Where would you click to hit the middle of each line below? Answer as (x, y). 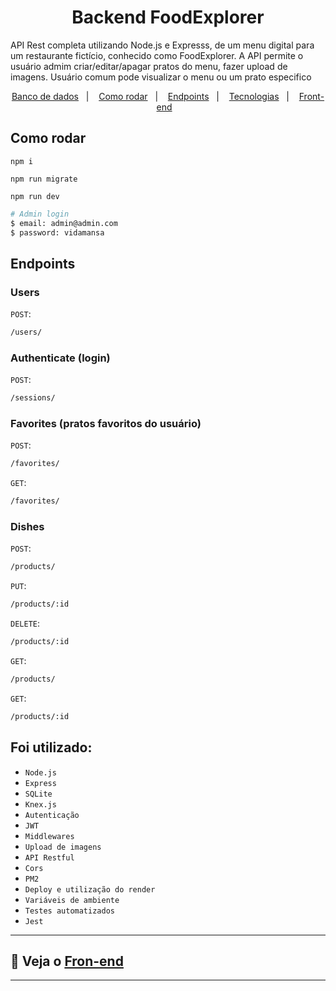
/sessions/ (33, 398)
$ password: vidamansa (57, 232)
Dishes (27, 527)
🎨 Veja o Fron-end (67, 961)
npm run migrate (44, 179)
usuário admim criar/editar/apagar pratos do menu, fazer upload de (149, 66)
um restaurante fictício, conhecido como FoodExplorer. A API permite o (157, 55)
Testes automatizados (69, 911)
